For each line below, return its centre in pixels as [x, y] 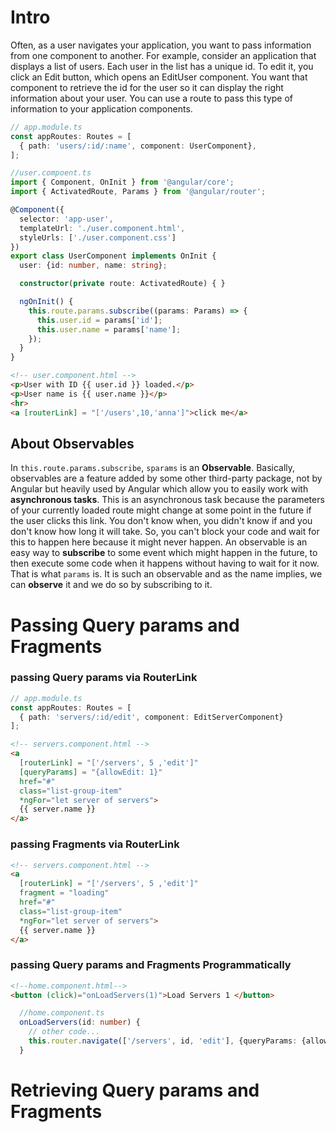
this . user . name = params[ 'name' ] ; [109, 329]
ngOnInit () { [46, 302]
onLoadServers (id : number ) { [80, 1022]
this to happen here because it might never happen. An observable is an [159, 542]
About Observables [72, 443]
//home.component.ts [62, 1013]
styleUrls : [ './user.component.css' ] [98, 237]
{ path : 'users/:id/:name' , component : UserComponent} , [138, 146]
